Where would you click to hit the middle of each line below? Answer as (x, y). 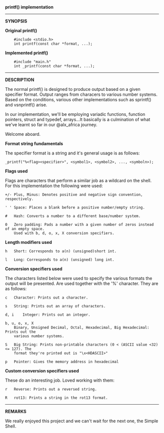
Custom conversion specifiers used (42, 371)
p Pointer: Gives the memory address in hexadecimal (62, 362)
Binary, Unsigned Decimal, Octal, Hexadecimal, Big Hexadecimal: (82, 327)
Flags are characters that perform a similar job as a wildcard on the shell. (78, 181)
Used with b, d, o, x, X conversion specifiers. (64, 233)
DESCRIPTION (20, 80)
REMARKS (16, 411)
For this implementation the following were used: (54, 186)
